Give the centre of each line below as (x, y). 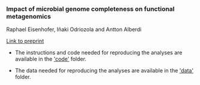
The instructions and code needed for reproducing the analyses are (98, 53)
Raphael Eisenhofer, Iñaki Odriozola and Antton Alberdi (74, 29)
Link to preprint (25, 41)
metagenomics (29, 16)
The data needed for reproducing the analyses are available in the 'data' (104, 71)
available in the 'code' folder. (51, 59)
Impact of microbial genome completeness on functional (91, 9)
